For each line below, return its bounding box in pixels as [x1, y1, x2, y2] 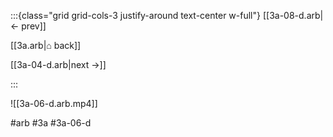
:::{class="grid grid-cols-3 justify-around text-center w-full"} [10, 10, 261, 21]
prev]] [21, 20, 47, 32]
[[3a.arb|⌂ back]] [10, 40, 82, 51]
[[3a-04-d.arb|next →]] [10, 59, 107, 70]
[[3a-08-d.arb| [262, 10, 324, 21]
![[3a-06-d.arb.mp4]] [10, 98, 98, 109]
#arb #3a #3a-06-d [10, 117, 92, 129]
